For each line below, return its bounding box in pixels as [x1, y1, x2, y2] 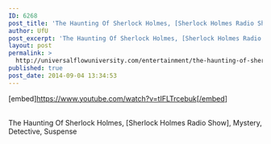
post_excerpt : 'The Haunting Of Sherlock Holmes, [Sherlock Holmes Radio [8, 34, 262, 43]
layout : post [8, 42, 52, 50]
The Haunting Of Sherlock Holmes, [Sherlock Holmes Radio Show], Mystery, [8, 117, 262, 127]
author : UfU [8, 27, 48, 35]
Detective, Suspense [8, 126, 77, 136]
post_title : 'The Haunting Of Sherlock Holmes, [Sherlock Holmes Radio [8, 19, 254, 27]
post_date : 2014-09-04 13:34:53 [8, 72, 117, 80]
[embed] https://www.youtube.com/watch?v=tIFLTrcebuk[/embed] [8, 93, 228, 103]
